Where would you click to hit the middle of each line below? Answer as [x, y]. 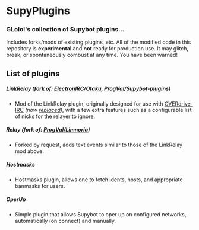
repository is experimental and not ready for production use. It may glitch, [97, 49]
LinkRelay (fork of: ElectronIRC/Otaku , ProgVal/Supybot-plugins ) [89, 89]
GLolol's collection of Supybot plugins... [65, 30]
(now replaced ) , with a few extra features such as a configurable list [108, 110]
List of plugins [33, 73]
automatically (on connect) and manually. [65, 221]
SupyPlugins [38, 11]
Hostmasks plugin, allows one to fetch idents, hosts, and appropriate [99, 180]
